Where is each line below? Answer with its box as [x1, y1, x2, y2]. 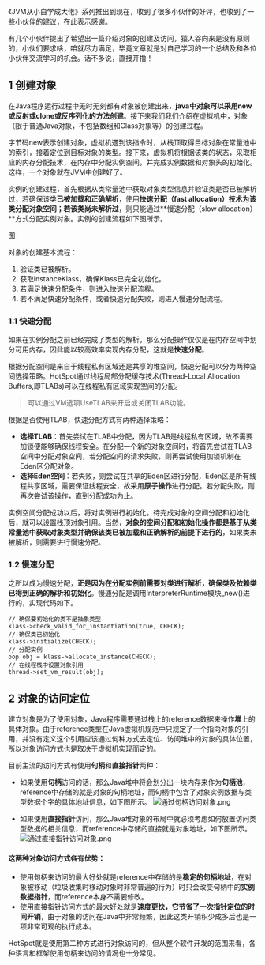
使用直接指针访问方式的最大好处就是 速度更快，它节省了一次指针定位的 [19, 902, 248, 911]
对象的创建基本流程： [8, 247, 77, 257]
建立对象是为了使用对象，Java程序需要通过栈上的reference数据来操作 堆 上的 [8, 714, 256, 724]
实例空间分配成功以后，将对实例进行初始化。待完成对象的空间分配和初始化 [8, 508, 250, 518]
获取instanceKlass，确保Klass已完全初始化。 [19, 273, 166, 283]
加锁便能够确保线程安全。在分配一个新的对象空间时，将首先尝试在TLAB [19, 442, 252, 451]
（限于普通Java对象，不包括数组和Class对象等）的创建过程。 [8, 121, 207, 130]
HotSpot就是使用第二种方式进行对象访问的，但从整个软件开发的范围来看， [8, 939, 249, 948]
